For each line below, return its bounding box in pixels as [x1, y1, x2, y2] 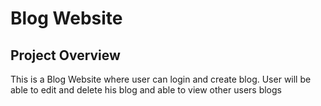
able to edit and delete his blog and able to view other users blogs [10, 84, 282, 96]
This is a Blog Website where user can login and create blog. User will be [10, 73, 312, 85]
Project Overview [10, 47, 121, 64]
